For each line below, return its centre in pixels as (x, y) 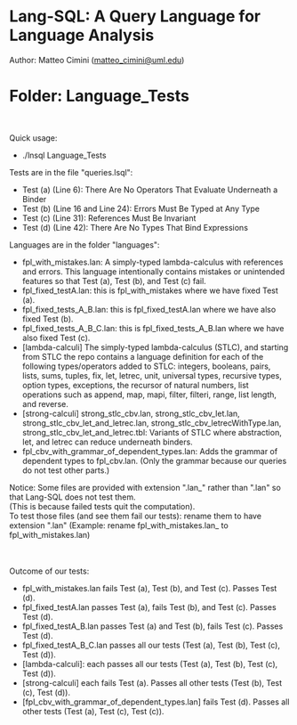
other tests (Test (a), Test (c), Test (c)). (93, 711)
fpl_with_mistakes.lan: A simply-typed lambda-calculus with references (153, 262)
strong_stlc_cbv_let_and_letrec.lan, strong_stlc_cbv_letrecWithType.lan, (152, 423)
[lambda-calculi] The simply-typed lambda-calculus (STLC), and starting (155, 347)
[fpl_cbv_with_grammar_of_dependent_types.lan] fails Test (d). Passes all (156, 702)
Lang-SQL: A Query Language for (135, 16)
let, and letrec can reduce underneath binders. (107, 442)
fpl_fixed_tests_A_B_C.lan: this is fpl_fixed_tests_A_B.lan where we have (153, 328)
